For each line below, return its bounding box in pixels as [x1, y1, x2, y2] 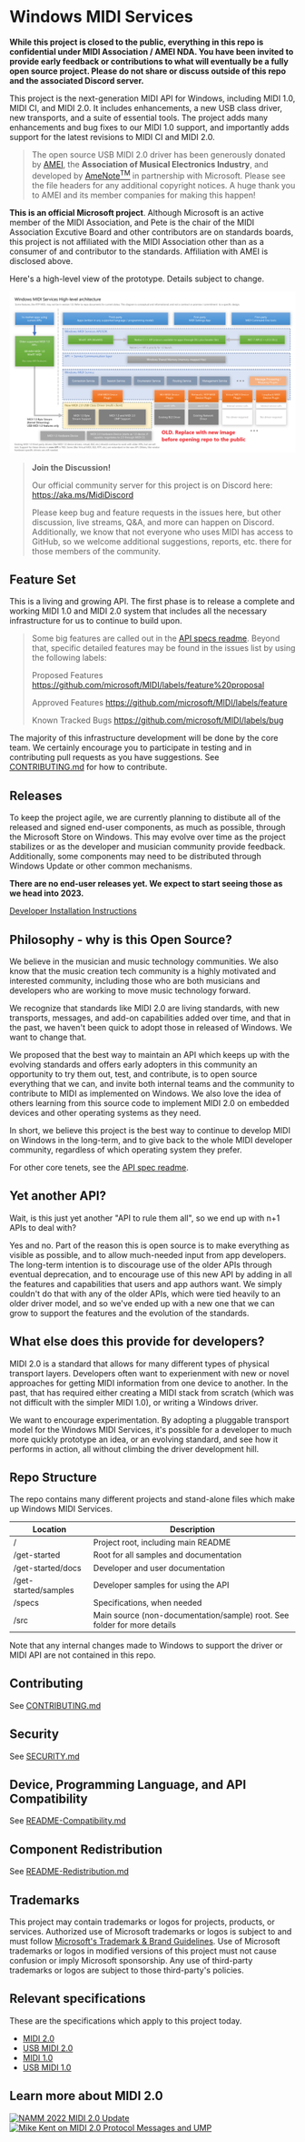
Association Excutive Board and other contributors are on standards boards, [9, 226, 294, 238]
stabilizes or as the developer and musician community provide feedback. [9, 841, 286, 852]
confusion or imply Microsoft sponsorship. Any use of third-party [9, 1955, 253, 1966]
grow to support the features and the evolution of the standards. [9, 1307, 250, 1318]
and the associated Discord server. [9, 75, 144, 86]
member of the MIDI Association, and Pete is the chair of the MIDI [9, 217, 255, 228]
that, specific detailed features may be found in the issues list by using [31, 643, 296, 654]
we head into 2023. [9, 888, 84, 898]
